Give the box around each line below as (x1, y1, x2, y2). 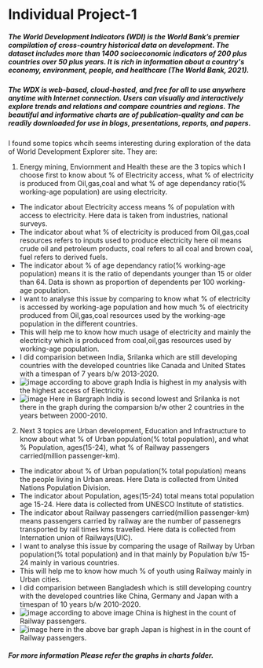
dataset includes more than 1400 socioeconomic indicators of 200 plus (8, 49, 247, 58)
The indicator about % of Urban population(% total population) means (19, 465, 247, 476)
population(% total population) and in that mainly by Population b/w (19, 549, 238, 559)
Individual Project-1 (8, 5, 137, 24)
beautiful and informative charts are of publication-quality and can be (8, 110, 244, 119)
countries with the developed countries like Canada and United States (19, 360, 246, 370)
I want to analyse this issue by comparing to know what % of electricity (19, 294, 251, 303)
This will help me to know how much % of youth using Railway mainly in (19, 566, 253, 575)
